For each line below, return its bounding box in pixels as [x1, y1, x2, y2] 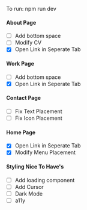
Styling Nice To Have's [6, 162, 64, 170]
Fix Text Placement [14, 108, 62, 115]
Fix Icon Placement [14, 114, 63, 122]
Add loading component [14, 176, 75, 184]
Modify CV [14, 39, 42, 46]
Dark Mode [14, 190, 43, 197]
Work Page [6, 60, 34, 67]
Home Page [6, 129, 36, 136]
